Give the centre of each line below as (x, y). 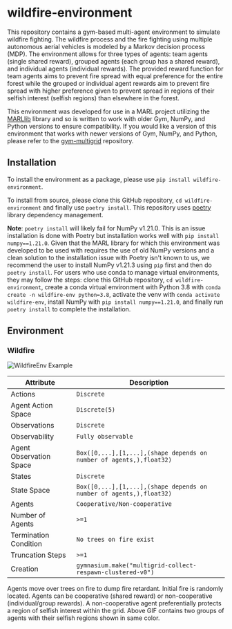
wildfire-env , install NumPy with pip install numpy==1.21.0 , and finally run (115, 302)
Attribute (40, 383)
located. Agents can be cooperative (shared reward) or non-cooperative (110, 596)
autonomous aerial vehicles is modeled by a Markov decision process (106, 46)
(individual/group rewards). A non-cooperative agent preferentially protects (115, 603)
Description (149, 383)
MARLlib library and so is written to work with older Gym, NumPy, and (106, 118)
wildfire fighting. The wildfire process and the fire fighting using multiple (110, 39)
